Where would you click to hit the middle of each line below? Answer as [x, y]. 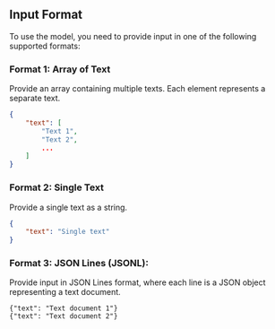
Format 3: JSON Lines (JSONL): [79, 264]
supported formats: [45, 46]
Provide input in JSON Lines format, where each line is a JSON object [137, 282]
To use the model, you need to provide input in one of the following [133, 36]
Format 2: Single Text [57, 187]
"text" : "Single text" [68, 232]
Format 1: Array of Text [60, 69]
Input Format [46, 15]
